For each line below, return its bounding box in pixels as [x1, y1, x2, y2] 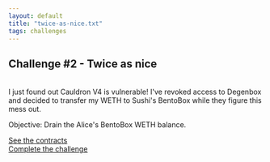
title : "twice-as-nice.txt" [8, 19, 103, 28]
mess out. [8, 104, 42, 114]
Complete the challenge [8, 144, 88, 154]
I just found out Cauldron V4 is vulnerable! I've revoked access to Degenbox [8, 87, 262, 97]
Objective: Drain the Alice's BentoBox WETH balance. [8, 120, 187, 130]
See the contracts [8, 135, 68, 146]
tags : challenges [8, 27, 67, 35]
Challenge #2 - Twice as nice [8, 57, 158, 70]
